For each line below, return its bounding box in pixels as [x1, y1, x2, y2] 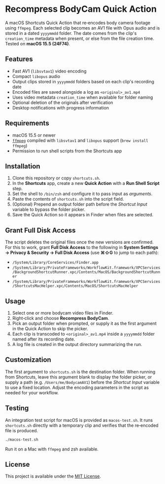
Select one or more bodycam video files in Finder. [12, 310, 114, 316]
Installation [5, 162, 40, 171]
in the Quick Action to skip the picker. [12, 326, 89, 331]
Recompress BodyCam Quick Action [5, 3, 157, 15]
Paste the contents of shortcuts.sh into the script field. [12, 196, 124, 202]
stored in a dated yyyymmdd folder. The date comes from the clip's [5, 30, 137, 36]
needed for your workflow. [5, 389, 59, 395]
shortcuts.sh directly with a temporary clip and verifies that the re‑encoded [5, 422, 159, 428]
